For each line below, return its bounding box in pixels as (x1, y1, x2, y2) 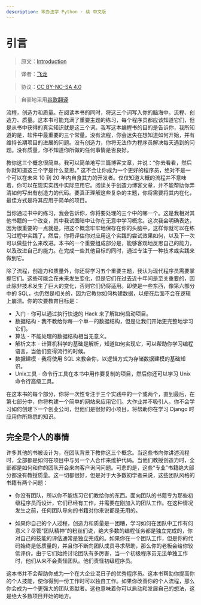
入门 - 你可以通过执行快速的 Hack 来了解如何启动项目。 (14, 310, 151, 317)
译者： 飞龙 (20, 70, 48, 78)
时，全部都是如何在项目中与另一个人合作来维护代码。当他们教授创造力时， (6, 457, 190, 464)
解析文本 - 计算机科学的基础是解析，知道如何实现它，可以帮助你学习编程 (14, 340, 194, 347)
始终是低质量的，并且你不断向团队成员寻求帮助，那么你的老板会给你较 (20, 542, 193, 550)
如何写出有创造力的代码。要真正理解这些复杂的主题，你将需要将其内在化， (11, 189, 195, 196)
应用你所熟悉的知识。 (6, 413, 59, 420)
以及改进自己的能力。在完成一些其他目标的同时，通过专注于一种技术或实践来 (6, 247, 195, 254)
